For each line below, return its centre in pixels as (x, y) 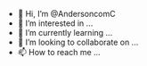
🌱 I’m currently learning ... (65, 33)
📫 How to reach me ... (59, 52)
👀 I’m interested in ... (55, 23)
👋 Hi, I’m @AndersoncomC (66, 14)
